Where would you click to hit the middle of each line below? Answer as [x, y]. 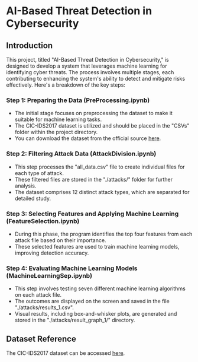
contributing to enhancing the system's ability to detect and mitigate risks [95, 79]
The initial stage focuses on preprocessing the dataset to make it [94, 113]
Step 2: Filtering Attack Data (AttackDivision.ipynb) [81, 154]
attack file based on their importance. [60, 240]
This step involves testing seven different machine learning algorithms [100, 288]
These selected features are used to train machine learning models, [97, 246]
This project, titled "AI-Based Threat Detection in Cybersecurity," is [88, 60]
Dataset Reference [41, 339]
